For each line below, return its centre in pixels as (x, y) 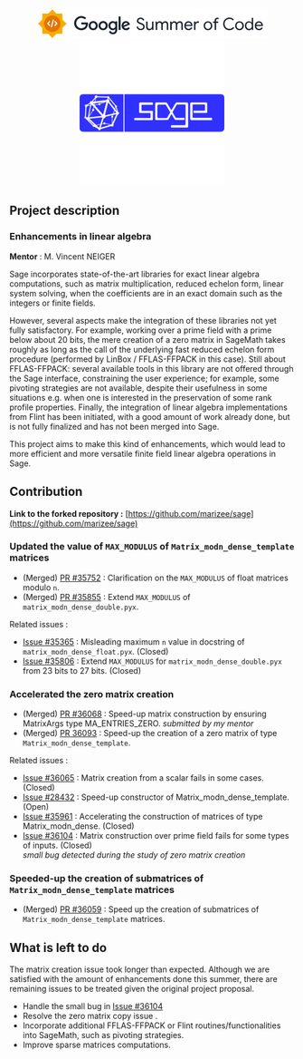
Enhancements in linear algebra (80, 237)
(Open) (36, 807)
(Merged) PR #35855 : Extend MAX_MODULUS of (107, 597)
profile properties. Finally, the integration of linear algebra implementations (148, 407)
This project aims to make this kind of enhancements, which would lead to (147, 443)
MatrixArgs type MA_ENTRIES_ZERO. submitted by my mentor (138, 724)
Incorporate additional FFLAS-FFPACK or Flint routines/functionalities (151, 1025)
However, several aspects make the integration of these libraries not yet (143, 320)
